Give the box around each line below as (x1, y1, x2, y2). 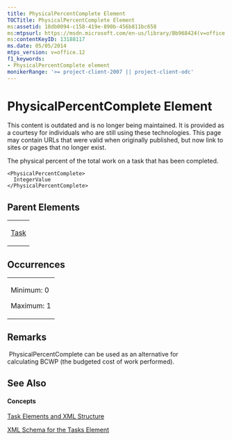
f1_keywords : (7, 56, 45, 63)
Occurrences (7, 259, 65, 270)
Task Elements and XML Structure (7, 412, 105, 421)
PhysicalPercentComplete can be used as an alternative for (8, 350, 179, 358)
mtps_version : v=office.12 (7, 49, 85, 56)
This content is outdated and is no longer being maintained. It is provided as (7, 121, 224, 129)
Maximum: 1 (10, 301, 51, 311)
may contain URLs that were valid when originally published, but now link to (7, 136, 224, 145)
